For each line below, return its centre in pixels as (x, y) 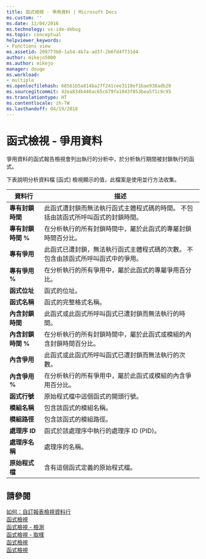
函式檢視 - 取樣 (25, 535)
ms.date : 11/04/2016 (33, 23)
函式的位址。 (63, 291)
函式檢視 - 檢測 (25, 527)
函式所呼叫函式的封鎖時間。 (102, 217)
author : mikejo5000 (31, 58)
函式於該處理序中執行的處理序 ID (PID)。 (102, 431)
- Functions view (29, 47)
